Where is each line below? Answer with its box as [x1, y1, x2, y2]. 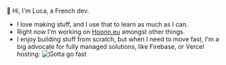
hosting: [16, 50, 41, 58]
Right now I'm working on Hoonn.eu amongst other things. [16, 28, 185, 36]
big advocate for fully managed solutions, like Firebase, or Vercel [16, 43, 204, 50]
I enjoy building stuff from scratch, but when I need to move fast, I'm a [16, 35, 220, 43]
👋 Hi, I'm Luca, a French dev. [6, 7, 90, 15]
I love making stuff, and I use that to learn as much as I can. [16, 20, 188, 28]
